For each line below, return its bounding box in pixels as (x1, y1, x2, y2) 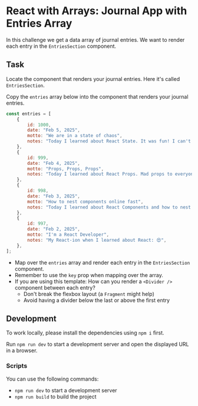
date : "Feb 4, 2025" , (27, 160, 81, 166)
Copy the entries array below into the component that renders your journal (6, 93, 189, 100)
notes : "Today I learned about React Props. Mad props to (27, 171, 173, 177)
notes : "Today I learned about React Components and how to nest (27, 204, 192, 210)
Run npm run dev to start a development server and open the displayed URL (6, 341, 189, 348)
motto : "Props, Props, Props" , (27, 165, 104, 172)
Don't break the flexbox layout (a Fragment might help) (23, 290, 155, 297)
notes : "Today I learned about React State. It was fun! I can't (27, 138, 192, 144)
